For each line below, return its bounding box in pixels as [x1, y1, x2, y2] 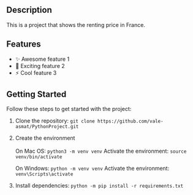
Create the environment [15, 134, 75, 142]
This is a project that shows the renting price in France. [6, 21, 146, 28]
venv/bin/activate [15, 154, 62, 160]
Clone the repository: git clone [15, 117, 95, 124]
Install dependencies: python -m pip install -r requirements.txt [15, 182, 184, 189]
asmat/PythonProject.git [15, 124, 79, 130]
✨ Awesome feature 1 [15, 55, 70, 63]
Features [6, 39, 41, 50]
